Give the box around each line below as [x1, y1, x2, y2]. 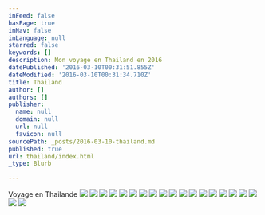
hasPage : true [8, 19, 56, 27]
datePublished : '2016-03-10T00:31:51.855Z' [8, 64, 156, 72]
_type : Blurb [8, 160, 52, 168]
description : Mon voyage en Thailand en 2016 [8, 57, 162, 64]
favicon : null [15, 130, 62, 138]
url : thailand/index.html [8, 152, 94, 160]
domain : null [15, 115, 59, 123]
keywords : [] [8, 49, 52, 57]
